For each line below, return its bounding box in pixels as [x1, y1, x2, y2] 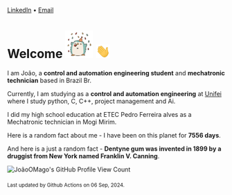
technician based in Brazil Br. [7, 76, 92, 84]
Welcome [7, 46, 63, 62]
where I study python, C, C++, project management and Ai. [7, 97, 176, 105]
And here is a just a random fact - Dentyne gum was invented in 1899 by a [7, 145, 222, 153]
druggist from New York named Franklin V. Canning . [7, 151, 160, 160]
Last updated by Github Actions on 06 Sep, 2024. [7, 181, 125, 189]
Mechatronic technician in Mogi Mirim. [7, 118, 117, 126]
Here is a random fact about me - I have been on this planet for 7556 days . [7, 131, 222, 139]
